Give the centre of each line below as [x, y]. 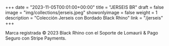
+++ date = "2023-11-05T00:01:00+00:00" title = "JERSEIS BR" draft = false [84, 7]
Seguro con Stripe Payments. [36, 38]
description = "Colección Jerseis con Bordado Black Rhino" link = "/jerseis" [84, 18]
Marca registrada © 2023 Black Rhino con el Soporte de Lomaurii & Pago [82, 33]
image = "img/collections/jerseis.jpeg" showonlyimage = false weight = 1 [81, 12]
